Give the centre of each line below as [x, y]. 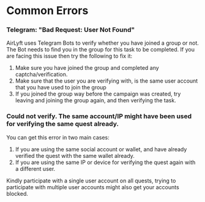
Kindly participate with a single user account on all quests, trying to [91, 181]
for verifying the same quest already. [63, 124]
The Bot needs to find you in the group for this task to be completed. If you [100, 50]
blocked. [17, 193]
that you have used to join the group [61, 88]
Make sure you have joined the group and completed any [87, 68]
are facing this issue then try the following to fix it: [69, 56]
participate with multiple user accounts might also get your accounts [93, 187]
